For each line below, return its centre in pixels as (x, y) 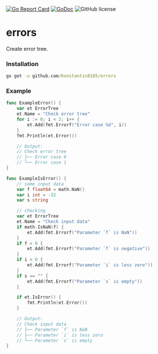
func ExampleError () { (34, 103)
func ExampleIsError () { (36, 178)
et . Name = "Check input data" (54, 222)
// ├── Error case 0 (42, 157)
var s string (32, 200)
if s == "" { (32, 276)
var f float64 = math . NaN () (51, 189)
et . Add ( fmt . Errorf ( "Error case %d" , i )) (77, 125)
